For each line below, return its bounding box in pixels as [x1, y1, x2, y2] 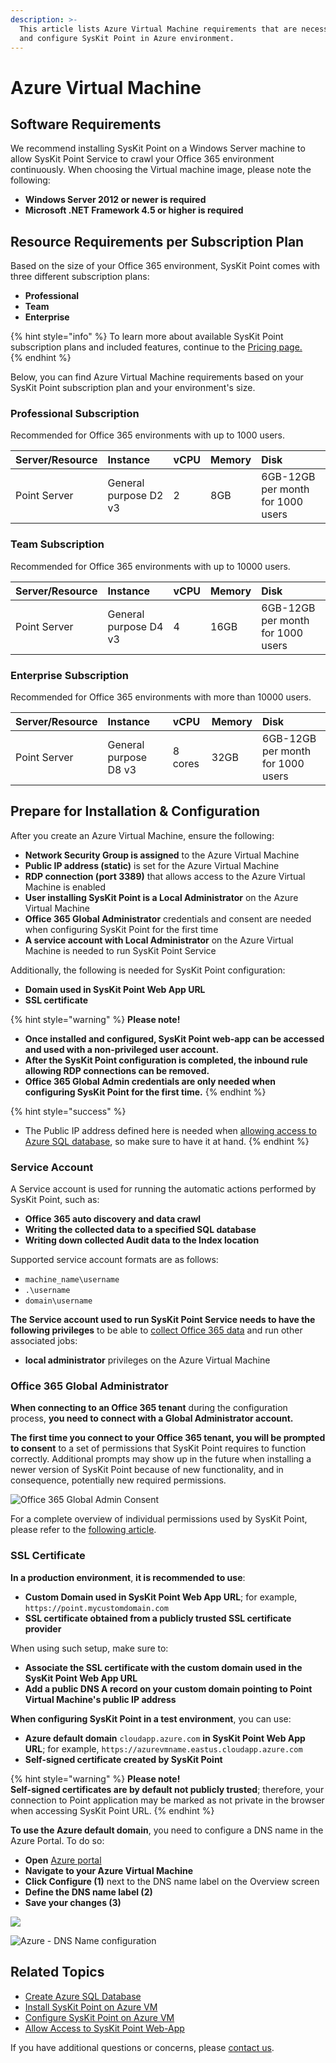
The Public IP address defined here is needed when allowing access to [24, 1124, 317, 1136]
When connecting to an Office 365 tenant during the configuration [10, 1402, 288, 1414]
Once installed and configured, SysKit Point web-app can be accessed [24, 1032, 325, 1045]
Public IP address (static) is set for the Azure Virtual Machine [24, 859, 280, 871]
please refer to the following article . [10, 1524, 157, 1536]
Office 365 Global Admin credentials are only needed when [24, 1075, 277, 1087]
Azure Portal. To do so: [10, 1834, 105, 1846]
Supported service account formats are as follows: [10, 1254, 219, 1266]
